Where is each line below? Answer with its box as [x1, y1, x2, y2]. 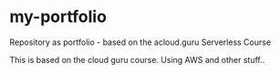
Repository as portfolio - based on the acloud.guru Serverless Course [9, 37, 272, 48]
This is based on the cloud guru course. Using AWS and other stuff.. [9, 54, 265, 65]
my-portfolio [9, 6, 108, 27]
